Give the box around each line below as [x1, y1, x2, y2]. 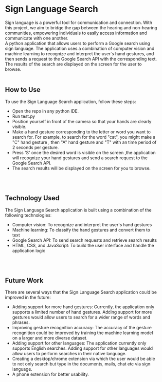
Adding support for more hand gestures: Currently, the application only [12, 304, 155, 310]
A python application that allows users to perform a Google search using [5, 40, 150, 46]
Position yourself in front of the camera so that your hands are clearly [12, 118, 152, 124]
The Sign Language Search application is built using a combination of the [5, 207, 152, 213]
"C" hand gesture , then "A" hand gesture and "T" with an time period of [12, 139, 157, 145]
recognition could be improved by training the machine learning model [12, 330, 153, 336]
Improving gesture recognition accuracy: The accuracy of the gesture [12, 325, 152, 331]
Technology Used [5, 194, 60, 202]
